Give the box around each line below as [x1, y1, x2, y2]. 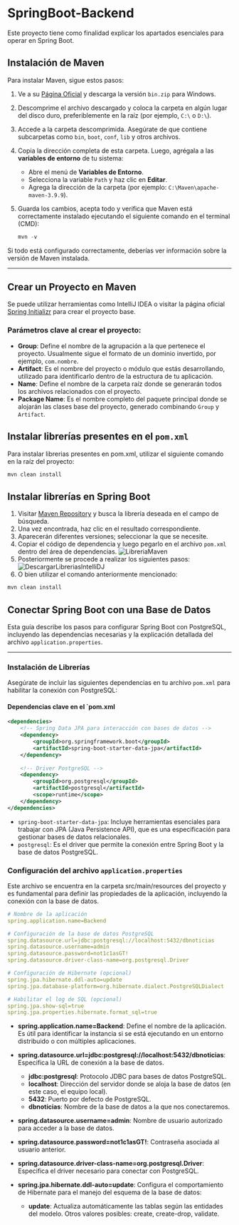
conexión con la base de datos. [7, 897, 100, 905]
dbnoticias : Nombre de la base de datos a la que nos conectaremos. [28, 1102, 230, 1111]
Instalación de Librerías [7, 662, 90, 672]
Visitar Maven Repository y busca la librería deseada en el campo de [17, 509, 219, 518]
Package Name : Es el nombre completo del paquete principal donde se [17, 395, 228, 403]
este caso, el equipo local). [28, 1087, 108, 1096]
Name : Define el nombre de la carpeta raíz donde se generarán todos [17, 380, 222, 388]
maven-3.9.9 [28, 191, 64, 199]
